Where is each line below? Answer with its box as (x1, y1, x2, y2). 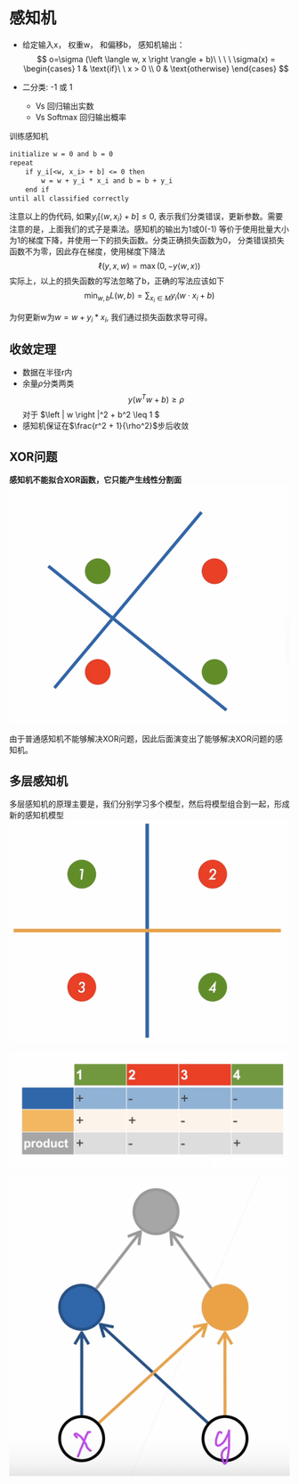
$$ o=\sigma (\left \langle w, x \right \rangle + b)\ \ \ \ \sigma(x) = (36, 53, 276, 64)
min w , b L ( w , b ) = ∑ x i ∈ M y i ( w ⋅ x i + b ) (84, 290, 215, 304)
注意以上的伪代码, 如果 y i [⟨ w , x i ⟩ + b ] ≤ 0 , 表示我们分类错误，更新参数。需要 (9, 210, 284, 224)
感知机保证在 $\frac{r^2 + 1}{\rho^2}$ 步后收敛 (21, 421, 190, 431)
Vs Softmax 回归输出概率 (35, 111, 127, 122)
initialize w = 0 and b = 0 (9, 149, 114, 159)
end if (25, 184, 50, 194)
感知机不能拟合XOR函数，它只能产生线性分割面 (9, 474, 182, 485)
